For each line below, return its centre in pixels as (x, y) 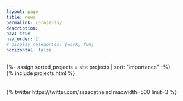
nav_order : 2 (22, 39)
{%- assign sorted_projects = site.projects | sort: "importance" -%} (88, 67)
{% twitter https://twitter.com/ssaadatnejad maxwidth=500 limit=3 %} (91, 92)
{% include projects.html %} (41, 73)
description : (22, 28)
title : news (21, 17)
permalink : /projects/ (34, 22)
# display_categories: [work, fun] (50, 45)
